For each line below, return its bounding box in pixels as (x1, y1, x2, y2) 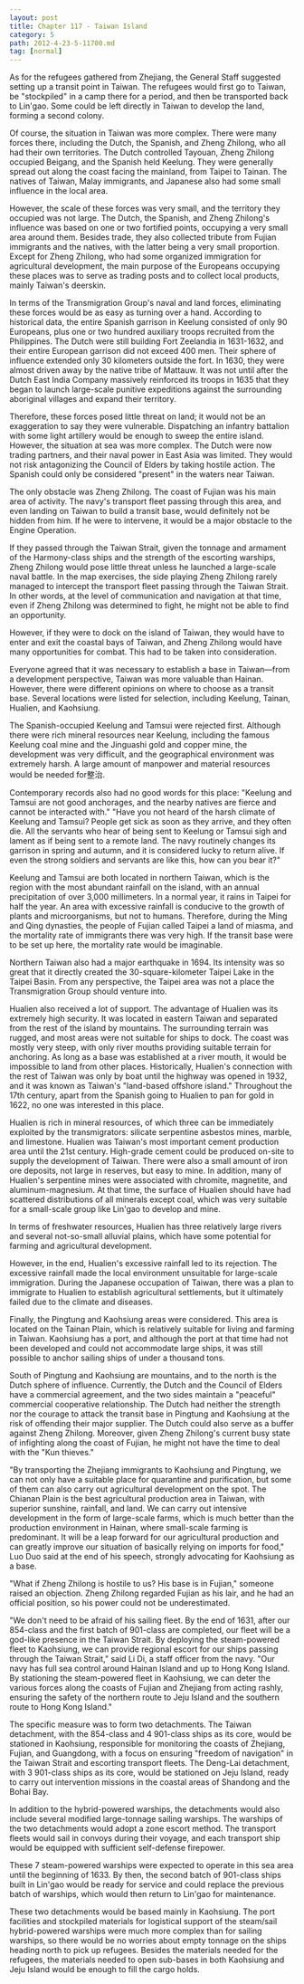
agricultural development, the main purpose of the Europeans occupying (9, 261, 280, 272)
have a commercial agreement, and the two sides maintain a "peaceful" (9, 1389, 276, 1400)
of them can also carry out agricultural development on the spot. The (9, 1483, 267, 1494)
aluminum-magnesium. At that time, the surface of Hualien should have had (9, 1185, 291, 1196)
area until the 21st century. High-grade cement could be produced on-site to (9, 1146, 294, 1157)
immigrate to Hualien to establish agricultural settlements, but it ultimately (9, 1287, 284, 1298)
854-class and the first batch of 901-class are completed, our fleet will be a (9, 1625, 291, 1636)
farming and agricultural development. (9, 1241, 152, 1252)
